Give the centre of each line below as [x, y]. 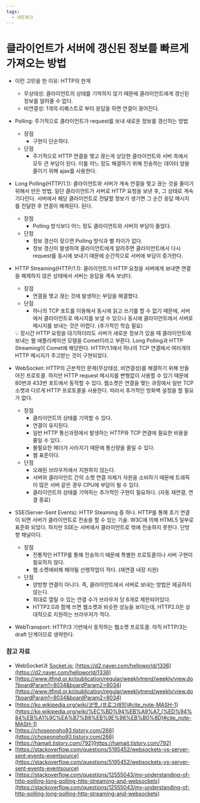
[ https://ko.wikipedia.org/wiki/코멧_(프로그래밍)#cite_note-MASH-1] [96, 704]
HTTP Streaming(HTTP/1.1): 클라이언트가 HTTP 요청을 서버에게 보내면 [97, 268]
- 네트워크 [23, 17]
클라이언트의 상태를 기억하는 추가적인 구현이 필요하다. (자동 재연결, [110, 492]
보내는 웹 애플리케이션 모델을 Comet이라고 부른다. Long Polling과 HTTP [99, 340]
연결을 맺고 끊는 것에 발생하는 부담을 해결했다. [86, 296]
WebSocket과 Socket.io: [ [46, 665]
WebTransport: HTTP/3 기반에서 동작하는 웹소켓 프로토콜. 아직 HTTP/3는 [101, 627]
